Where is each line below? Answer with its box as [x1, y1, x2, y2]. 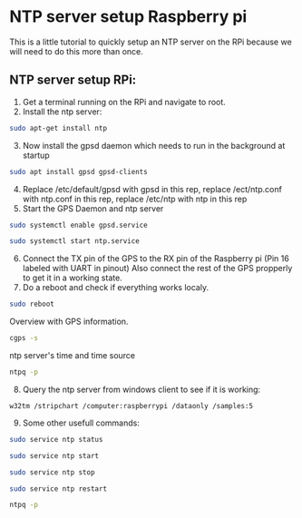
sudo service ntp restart [9, 484, 107, 494]
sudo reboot [9, 299, 54, 309]
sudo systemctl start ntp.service [9, 237, 141, 246]
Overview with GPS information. [9, 316, 129, 327]
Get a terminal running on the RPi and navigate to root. [22, 96, 227, 107]
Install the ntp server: [22, 106, 102, 117]
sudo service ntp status [9, 435, 103, 444]
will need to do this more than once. [9, 45, 143, 56]
